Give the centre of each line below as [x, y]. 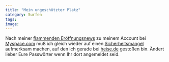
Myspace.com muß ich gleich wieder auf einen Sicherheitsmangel [75, 44]
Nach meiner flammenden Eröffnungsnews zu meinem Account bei [76, 38]
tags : [11, 19]
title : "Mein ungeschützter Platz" [43, 10]
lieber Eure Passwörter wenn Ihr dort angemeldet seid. [62, 54]
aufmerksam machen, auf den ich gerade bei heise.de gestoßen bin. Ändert [85, 49]
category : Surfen [24, 15]
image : [12, 24]
